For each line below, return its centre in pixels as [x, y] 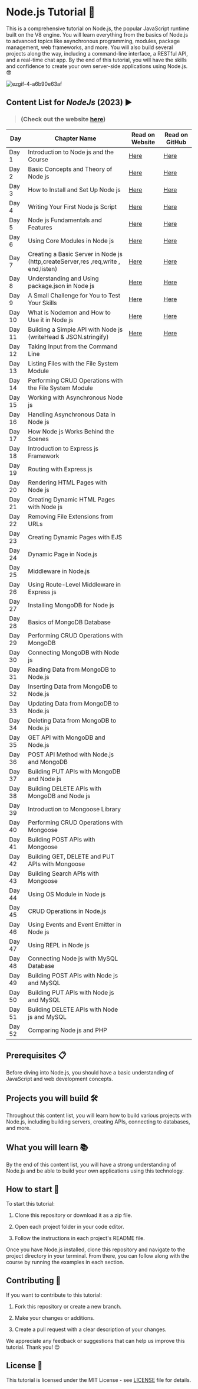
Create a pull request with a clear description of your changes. [90, 1329]
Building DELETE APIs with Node [73, 1009]
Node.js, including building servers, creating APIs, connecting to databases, [98, 1122]
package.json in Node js [61, 286]
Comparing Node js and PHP [67, 1030]
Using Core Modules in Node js [71, 241]
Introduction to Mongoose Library [75, 809]
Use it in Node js [51, 320]
